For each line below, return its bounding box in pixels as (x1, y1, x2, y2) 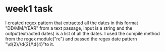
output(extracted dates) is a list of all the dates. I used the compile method (5, 30, 160, 36)
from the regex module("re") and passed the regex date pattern (5, 36, 137, 42)
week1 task (5, 3, 53, 15)
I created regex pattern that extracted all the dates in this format (5, 20, 138, 26)
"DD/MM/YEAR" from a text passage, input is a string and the (5, 25, 133, 31)
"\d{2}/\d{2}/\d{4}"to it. (5, 41, 54, 47)
